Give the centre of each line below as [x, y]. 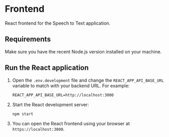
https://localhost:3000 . [38, 129]
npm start [23, 114]
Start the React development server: [51, 104]
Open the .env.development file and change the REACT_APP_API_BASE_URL [88, 80]
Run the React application [47, 68]
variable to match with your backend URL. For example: [71, 86]
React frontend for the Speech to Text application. [58, 23]
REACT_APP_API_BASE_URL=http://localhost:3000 [63, 95]
